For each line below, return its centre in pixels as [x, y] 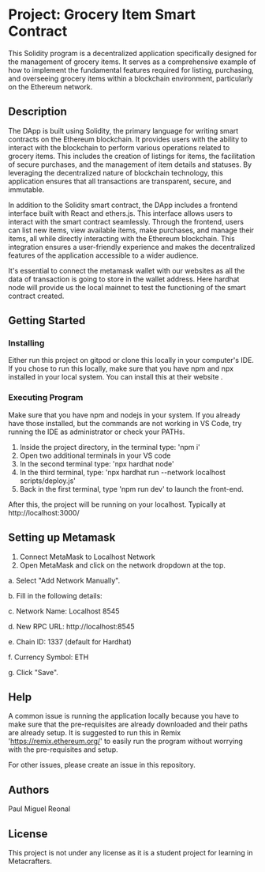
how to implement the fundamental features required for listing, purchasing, [131, 70]
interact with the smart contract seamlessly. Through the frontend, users [126, 221]
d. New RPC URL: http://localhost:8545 [72, 626]
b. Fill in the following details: [55, 595]
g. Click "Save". [34, 672]
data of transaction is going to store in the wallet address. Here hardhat [124, 279]
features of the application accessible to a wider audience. [103, 255]
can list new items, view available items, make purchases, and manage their [131, 230]
